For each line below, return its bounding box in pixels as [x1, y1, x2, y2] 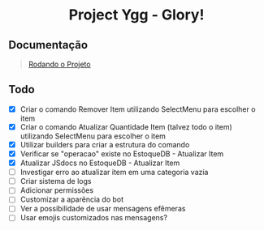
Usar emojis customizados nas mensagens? [19, 213, 168, 223]
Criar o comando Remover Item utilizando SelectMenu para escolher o [19, 104, 256, 114]
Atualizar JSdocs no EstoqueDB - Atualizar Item [19, 158, 180, 168]
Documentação [8, 38, 88, 52]
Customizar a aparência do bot [19, 194, 124, 204]
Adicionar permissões [19, 185, 94, 195]
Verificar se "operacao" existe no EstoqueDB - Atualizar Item [19, 149, 224, 159]
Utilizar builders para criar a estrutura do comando [19, 139, 190, 149]
